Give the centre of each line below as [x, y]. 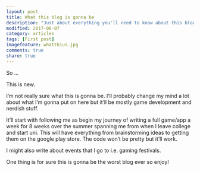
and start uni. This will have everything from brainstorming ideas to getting [98, 132]
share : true [21, 56]
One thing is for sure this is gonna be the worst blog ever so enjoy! [88, 161]
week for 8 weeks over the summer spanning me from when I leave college [99, 126]
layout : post [22, 12]
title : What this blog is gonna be [50, 17]
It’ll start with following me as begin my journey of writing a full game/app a [99, 120]
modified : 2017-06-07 [33, 28]
